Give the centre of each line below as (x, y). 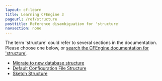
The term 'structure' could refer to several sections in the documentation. (81, 42)
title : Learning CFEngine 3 (35, 14)
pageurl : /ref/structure (31, 19)
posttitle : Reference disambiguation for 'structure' (63, 24)
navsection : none (23, 28)
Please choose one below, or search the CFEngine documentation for (77, 48)
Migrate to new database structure (48, 63)
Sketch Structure (30, 73)
